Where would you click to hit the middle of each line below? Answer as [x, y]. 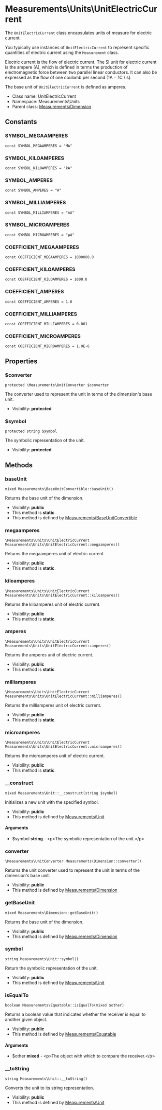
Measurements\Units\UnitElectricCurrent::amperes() [58, 646]
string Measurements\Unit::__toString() [46, 1079]
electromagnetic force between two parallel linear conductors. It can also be [81, 72]
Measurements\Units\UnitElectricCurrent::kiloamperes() [62, 595]
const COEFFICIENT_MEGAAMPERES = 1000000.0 [50, 257]
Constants [21, 122]
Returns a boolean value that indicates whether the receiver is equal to [75, 1014]
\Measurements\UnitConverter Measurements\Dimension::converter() [73, 862]
